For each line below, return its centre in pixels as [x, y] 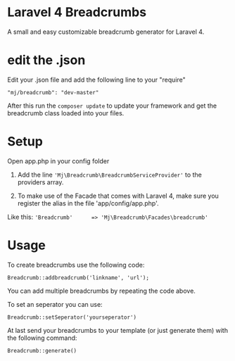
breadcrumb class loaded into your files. [66, 113]
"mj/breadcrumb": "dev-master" [53, 92]
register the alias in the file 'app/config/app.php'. [88, 203]
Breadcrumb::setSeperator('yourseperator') [72, 317]
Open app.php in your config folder [58, 161]
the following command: [42, 338]
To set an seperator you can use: [55, 304]
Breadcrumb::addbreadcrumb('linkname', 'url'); [78, 278]
